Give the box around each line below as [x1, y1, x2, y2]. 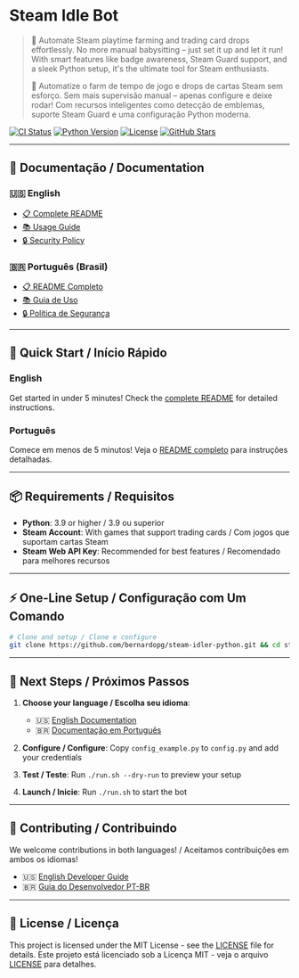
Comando [9, 609, 65, 624]
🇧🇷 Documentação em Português [35, 725, 162, 736]
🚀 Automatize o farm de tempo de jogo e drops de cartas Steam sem [30, 80, 283, 91]
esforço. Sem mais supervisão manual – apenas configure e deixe [30, 90, 273, 101]
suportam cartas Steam [21, 536, 109, 547]
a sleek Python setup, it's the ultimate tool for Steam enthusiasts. [30, 63, 270, 74]
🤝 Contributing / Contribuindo [9, 821, 178, 836]
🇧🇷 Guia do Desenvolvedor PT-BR [21, 881, 150, 892]
